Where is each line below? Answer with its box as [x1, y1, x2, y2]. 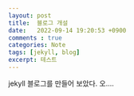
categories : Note [8, 41, 66, 49]
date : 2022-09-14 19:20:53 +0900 [8, 26, 127, 34]
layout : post [8, 11, 52, 20]
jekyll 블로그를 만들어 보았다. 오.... [8, 79, 114, 88]
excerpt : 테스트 [8, 56, 57, 64]
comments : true [8, 33, 62, 42]
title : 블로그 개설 [8, 19, 69, 27]
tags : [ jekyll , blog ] [8, 48, 81, 56]
